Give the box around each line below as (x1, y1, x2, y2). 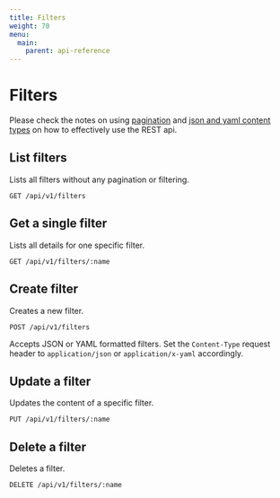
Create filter (9, 282, 79, 297)
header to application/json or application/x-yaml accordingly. (9, 347, 244, 359)
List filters (9, 150, 67, 166)
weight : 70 (9, 22, 50, 31)
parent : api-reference (25, 47, 110, 56)
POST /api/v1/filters (9, 322, 91, 332)
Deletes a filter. (9, 463, 66, 474)
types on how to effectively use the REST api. (9, 125, 178, 135)
